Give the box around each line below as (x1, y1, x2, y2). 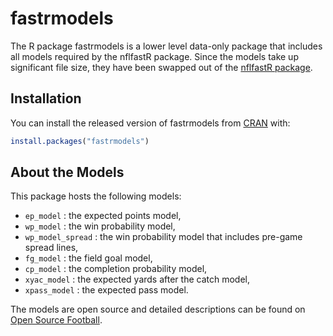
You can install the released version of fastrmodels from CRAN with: (10, 117, 291, 129)
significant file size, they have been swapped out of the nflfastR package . (10, 61, 313, 73)
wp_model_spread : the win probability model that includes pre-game (24, 231, 303, 243)
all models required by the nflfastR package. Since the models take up (10, 50, 299, 62)
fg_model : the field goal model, (24, 252, 153, 264)
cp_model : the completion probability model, (24, 263, 208, 275)
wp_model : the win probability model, (24, 220, 176, 232)
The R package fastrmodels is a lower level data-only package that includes (10, 40, 323, 52)
